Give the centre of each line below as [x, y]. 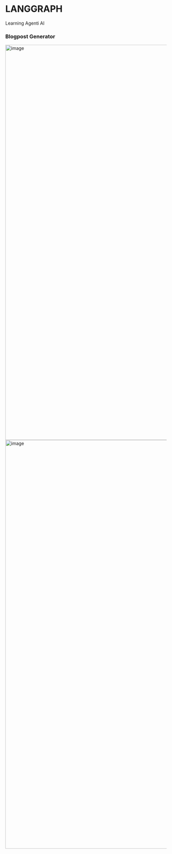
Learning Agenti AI [25, 23]
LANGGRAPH [34, 9]
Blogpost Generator [30, 36]
